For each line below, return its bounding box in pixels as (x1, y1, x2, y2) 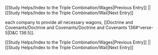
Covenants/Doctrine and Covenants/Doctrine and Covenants (5, 25, 127, 30)
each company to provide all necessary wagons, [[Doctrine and (5, 20, 134, 25)
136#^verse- (128, 25, 154, 30)
